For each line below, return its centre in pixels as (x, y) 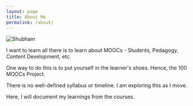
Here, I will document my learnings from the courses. (70, 97)
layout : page (22, 11)
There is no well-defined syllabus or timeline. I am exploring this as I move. (96, 86)
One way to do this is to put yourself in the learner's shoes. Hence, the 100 (96, 68)
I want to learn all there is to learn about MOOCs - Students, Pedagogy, (92, 50)
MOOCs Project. (26, 74)
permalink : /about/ (30, 22)
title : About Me (26, 17)
